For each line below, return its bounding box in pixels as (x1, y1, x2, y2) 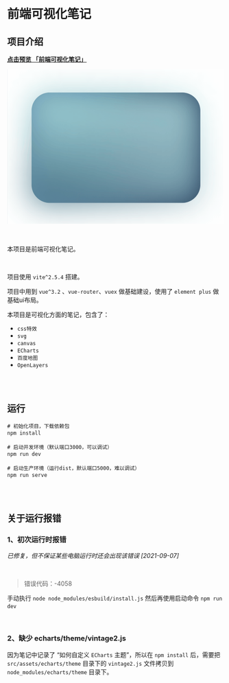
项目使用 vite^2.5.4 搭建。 (7, 273, 84, 281)
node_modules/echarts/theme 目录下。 (7, 667, 113, 676)
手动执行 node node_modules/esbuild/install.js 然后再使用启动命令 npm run (7, 594, 223, 603)
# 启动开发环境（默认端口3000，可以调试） (7, 443, 113, 450)
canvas (16, 340, 36, 347)
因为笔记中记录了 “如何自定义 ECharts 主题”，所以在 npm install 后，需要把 (7, 650, 221, 659)
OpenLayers (16, 362, 49, 369)
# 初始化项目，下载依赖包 (7, 423, 70, 430)
